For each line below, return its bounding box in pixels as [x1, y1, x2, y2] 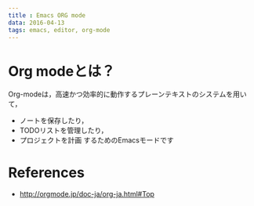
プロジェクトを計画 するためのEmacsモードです [19, 136, 174, 145]
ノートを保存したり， [19, 116, 89, 125]
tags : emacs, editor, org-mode [8, 26, 111, 34]
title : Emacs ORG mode [8, 11, 86, 20]
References [8, 164, 85, 181]
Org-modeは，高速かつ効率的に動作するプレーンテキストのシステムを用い [8, 89, 247, 99]
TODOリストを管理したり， [19, 126, 108, 136]
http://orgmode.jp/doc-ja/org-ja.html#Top [19, 190, 155, 199]
